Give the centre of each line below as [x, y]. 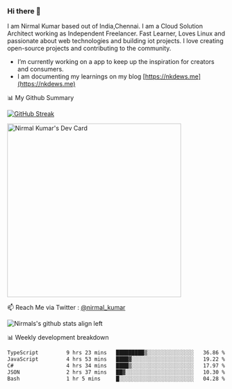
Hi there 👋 [24, 11]
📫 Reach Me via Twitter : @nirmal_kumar [66, 308]
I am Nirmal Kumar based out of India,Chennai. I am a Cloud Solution [105, 26]
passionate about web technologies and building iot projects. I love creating [115, 41]
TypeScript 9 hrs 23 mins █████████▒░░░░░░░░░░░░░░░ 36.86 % [116, 353]
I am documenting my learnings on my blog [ [81, 76]
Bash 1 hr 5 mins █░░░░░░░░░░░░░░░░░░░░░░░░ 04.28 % [116, 379]
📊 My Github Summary [41, 98]
